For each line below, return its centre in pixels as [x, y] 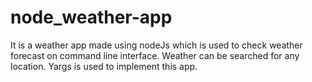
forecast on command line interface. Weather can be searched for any [155, 55]
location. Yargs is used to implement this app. [104, 66]
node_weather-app [91, 17]
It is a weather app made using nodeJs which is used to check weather [156, 45]
